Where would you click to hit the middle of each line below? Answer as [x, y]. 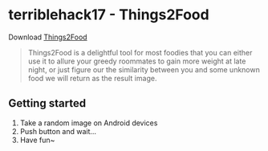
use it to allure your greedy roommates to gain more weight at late [137, 61]
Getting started [47, 103]
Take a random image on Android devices [89, 123]
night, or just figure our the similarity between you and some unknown [144, 69]
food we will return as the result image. [92, 78]
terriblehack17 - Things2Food [109, 15]
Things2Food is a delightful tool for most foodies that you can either [140, 52]
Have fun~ [37, 140]
